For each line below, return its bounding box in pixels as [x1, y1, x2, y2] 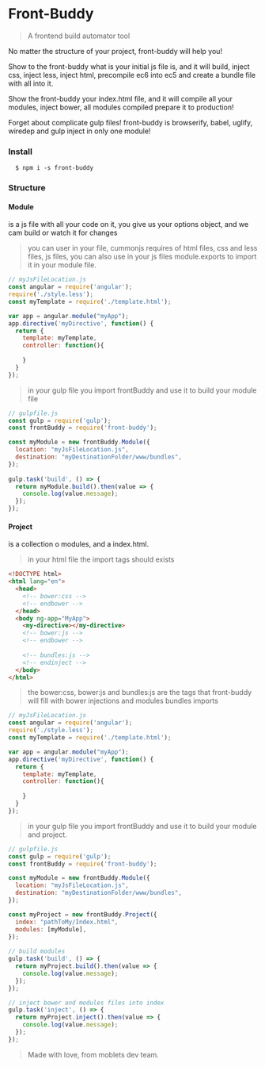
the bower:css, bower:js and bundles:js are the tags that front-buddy [27, 688, 252, 697]
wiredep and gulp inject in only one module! [8, 126, 151, 136]
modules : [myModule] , [15, 925, 87, 933]
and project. [27, 830, 67, 839]
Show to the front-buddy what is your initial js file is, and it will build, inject [8, 61, 251, 71]
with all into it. [8, 79, 54, 88]
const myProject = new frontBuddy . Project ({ [8, 910, 157, 919]
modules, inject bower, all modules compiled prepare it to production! [8, 102, 234, 112]
